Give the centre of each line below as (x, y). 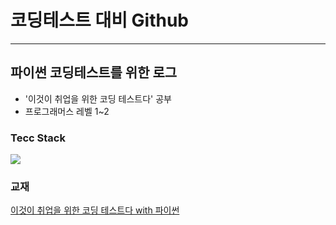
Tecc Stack (38, 138)
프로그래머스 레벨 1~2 (67, 111)
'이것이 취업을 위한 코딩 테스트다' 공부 (98, 98)
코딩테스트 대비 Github (100, 20)
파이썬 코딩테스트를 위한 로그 (94, 72)
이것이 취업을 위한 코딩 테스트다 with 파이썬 (95, 210)
